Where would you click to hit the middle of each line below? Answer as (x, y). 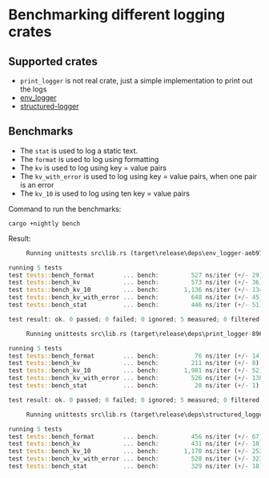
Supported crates (53, 61)
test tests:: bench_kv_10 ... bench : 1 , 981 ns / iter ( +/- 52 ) (136, 371)
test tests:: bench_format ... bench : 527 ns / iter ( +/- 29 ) (136, 275)
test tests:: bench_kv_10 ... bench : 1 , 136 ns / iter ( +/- (128, 290)
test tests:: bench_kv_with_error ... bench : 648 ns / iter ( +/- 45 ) (136, 298)
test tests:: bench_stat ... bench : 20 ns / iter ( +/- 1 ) (134, 386)
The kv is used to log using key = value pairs (93, 168)
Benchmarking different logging (117, 15)
